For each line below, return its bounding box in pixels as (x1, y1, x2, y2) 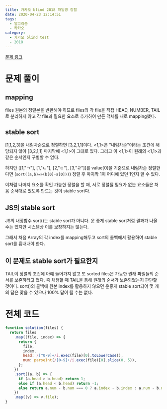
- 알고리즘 (9, 21, 28, 26)
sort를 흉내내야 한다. (5, 241, 45, 246)
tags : (5, 16, 16, 21)
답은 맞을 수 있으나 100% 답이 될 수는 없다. (10, 289, 93, 296)
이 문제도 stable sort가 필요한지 (5, 256, 98, 265)
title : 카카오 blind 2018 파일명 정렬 (5, 7, 77, 12)
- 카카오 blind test (9, 35, 49, 40)
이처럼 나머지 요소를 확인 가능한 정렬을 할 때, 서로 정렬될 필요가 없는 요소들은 (5, 181, 154, 187)
